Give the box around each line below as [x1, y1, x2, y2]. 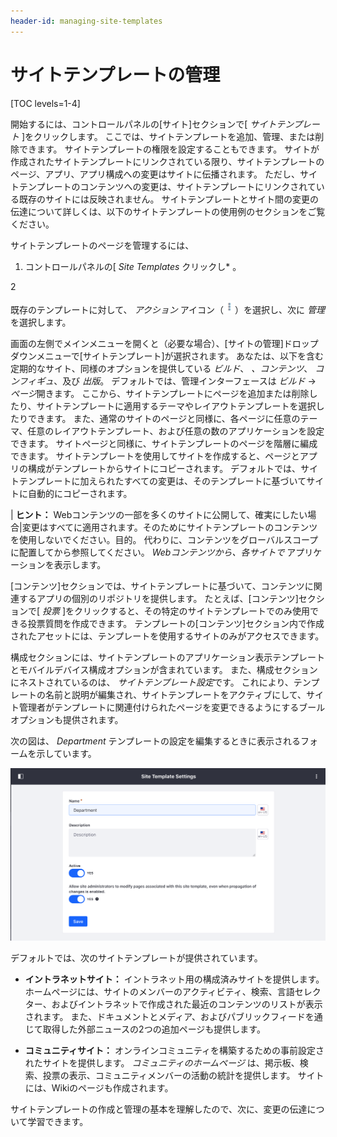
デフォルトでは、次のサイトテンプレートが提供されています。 [10, 951, 263, 964]
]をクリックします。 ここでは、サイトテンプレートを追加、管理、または [21, 130, 316, 142]
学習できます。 [27, 1115, 89, 1127]
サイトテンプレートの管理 [10, 63, 221, 86]
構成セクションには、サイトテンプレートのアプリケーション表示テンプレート [10, 651, 325, 663]
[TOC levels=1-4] [10, 97, 81, 109]
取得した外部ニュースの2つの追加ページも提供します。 [42, 1023, 266, 1035]
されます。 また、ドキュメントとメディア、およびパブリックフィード [24, 1010, 306, 1022]
